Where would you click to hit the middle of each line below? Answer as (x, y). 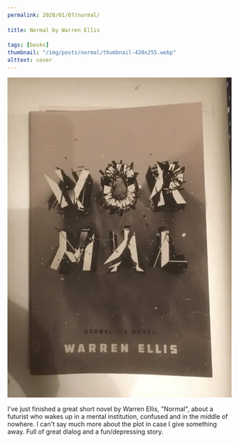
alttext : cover (30, 61)
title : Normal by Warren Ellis (54, 30)
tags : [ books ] (28, 45)
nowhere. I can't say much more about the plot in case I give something (112, 424)
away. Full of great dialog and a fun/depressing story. (85, 432)
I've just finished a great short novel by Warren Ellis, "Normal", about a (110, 409)
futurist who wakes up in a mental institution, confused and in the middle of (118, 417)
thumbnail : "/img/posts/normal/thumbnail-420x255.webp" (92, 53)
